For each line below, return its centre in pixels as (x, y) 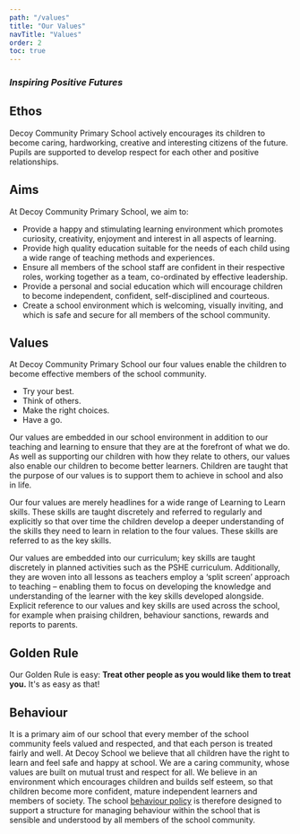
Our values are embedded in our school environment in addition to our (139, 437)
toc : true (28, 51)
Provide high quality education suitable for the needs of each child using (156, 248)
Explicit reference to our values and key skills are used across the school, (145, 606)
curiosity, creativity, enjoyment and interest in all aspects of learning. (149, 238)
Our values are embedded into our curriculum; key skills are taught (133, 558)
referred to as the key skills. (60, 540)
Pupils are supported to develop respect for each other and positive (134, 152)
